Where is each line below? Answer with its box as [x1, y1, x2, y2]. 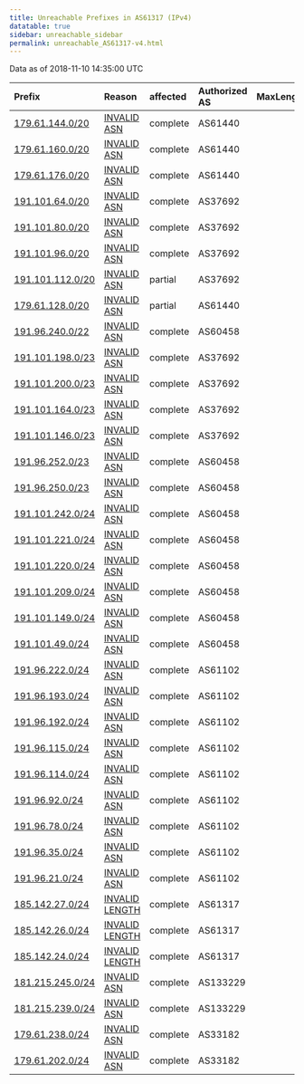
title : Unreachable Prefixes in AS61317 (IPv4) [9, 13, 193, 23]
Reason [103, 91, 138, 103]
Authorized [197, 85, 248, 98]
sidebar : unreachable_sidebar [9, 30, 124, 39]
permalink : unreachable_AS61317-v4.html [9, 38, 165, 48]
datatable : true [9, 22, 71, 31]
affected [148, 91, 187, 103]
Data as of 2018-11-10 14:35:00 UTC [9, 63, 144, 74]
